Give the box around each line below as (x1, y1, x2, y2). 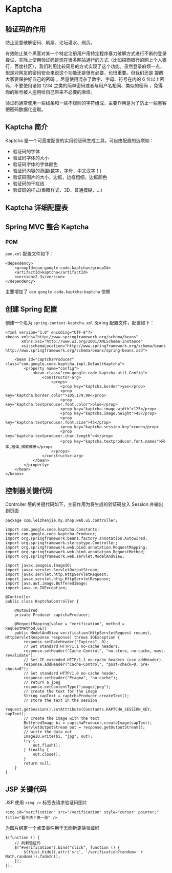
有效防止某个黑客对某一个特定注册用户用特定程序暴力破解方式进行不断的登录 (5, 50, 167, 57)
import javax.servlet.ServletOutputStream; (5, 567, 100, 572)
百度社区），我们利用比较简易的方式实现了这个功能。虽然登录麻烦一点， (14, 63, 165, 69)
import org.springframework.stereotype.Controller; (5, 540, 118, 545)
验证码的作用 (5, 25, 46, 33)
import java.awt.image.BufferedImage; (5, 580, 88, 586)
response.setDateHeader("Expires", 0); (24, 639, 109, 644)
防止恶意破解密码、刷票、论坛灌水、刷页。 (5, 40, 95, 45)
